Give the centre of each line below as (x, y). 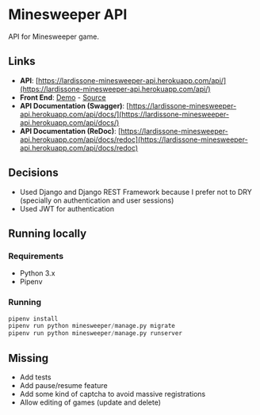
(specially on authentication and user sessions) (97, 200)
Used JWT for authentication (67, 208)
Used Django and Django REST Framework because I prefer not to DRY (136, 192)
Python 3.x (37, 273)
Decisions (33, 173)
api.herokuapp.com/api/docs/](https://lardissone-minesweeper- (124, 114)
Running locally (48, 233)
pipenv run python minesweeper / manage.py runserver (95, 333)
